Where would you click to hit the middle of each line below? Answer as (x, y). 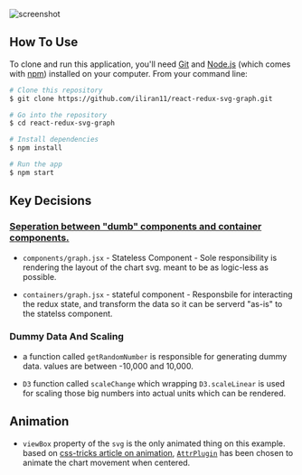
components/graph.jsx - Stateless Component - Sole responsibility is (150, 257)
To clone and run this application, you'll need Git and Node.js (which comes (150, 64)
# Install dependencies (54, 140)
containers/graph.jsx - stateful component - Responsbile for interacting (157, 294)
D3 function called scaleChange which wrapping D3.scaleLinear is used (154, 383)
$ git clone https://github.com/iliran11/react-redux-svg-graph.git (141, 98)
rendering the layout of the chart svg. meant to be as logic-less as (146, 267)
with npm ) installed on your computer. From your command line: (129, 73)
